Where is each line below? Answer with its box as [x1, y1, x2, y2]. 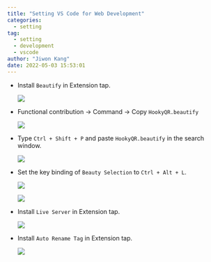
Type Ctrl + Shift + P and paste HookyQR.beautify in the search [17, 133, 205, 142]
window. [17, 141, 42, 149]
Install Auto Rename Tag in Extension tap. [17, 234, 133, 242]
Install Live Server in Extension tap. [17, 207, 120, 215]
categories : [7, 17, 42, 24]
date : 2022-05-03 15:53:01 [7, 62, 86, 69]
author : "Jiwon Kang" [7, 56, 70, 63]
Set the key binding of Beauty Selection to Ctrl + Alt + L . [17, 167, 187, 176]
